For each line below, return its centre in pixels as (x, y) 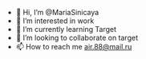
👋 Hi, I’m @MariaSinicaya (57, 12)
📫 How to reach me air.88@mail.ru (74, 47)
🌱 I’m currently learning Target (66, 29)
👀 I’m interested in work (55, 21)
